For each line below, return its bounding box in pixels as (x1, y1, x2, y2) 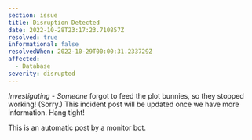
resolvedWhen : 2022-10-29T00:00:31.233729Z (8, 48, 153, 56)
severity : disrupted (8, 70, 76, 77)
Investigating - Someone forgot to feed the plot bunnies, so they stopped (8, 91, 245, 100)
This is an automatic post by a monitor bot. (8, 123, 147, 132)
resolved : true (8, 33, 58, 41)
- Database (15, 63, 51, 70)
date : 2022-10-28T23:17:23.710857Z (8, 26, 125, 34)
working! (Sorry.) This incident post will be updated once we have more (8, 99, 239, 109)
